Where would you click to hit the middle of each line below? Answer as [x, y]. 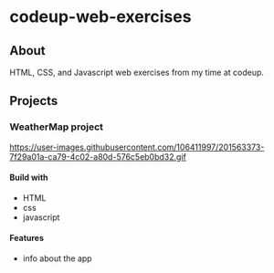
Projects [34, 101]
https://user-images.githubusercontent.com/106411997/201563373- [137, 147]
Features [26, 238]
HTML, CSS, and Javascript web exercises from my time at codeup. [137, 72]
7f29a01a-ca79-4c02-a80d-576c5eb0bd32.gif [98, 156]
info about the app [58, 258]
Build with [29, 178]
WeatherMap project [56, 127]
